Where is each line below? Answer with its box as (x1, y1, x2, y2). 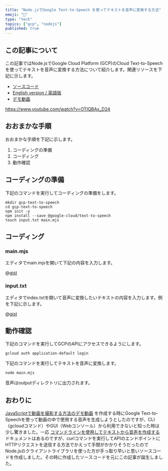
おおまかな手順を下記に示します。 (5, 136, 75, 142)
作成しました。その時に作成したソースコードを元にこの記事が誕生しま (14, 454, 159, 460)
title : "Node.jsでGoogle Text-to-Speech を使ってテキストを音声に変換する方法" (5, 7, 161, 13)
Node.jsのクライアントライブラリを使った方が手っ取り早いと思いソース (5, 448, 153, 454)
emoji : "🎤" (5, 12, 28, 17)
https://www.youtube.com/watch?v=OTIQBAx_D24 (5, 106, 110, 112)
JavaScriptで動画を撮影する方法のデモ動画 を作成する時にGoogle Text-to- (5, 410, 158, 416)
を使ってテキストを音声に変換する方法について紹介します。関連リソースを (5, 66, 158, 72)
